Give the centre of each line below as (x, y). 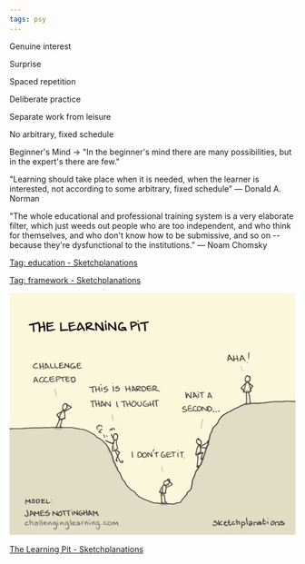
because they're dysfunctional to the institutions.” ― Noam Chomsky (138, 244)
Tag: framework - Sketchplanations (75, 280)
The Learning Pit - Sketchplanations (76, 549)
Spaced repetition (43, 81)
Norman (25, 198)
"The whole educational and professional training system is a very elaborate (152, 216)
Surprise (25, 64)
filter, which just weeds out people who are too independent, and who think (150, 225)
